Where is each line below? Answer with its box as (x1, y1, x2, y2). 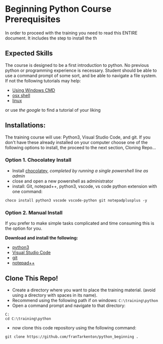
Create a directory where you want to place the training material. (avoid (12, 287, 156, 293)
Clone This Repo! (5, 274, 59, 283)
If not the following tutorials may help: (5, 78, 81, 83)
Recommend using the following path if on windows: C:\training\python (12, 297, 159, 303)
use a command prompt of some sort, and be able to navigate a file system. (5, 72, 157, 79)
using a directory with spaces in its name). (12, 292, 98, 298)
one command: (12, 188, 43, 194)
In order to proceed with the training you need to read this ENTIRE (5, 30, 138, 36)
